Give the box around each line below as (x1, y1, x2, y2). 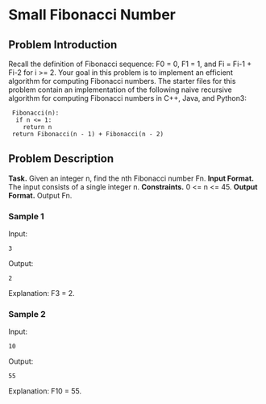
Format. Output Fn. (8, 190, 73, 200)
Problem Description (8, 152, 114, 166)
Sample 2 (8, 309, 46, 320)
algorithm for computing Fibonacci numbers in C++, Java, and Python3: (8, 94, 247, 102)
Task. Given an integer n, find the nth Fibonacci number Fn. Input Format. (8, 173, 255, 183)
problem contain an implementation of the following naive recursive (8, 85, 232, 94)
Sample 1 (8, 210, 44, 222)
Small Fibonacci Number (8, 6, 176, 24)
